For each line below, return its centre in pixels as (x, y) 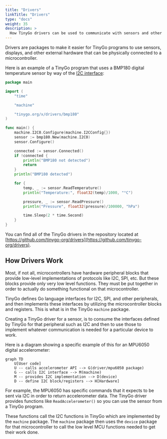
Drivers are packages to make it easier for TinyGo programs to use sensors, (83, 47)
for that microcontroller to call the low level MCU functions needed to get (80, 426)
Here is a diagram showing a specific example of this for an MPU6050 (77, 345)
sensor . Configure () (34, 142)
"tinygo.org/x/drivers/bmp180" (47, 114)
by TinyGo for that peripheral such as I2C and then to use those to (73, 324)
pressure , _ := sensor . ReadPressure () (63, 202)
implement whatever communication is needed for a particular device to (79, 330)
